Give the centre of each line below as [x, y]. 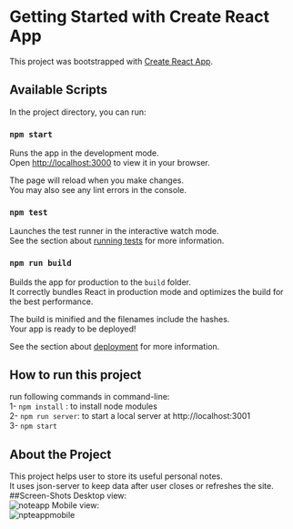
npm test [29, 212]
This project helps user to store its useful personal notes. [116, 476]
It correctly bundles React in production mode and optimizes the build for [146, 291]
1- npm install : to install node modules [83, 406]
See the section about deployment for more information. [115, 346]
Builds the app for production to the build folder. [101, 282]
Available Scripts [58, 90]
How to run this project [76, 375]
